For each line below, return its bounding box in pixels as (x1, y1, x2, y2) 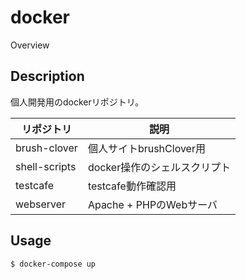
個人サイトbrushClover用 (87, 141, 206, 155)
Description (10, 68, 85, 85)
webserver (15, 197, 67, 211)
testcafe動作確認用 (87, 179, 177, 193)
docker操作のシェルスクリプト (87, 160, 232, 174)
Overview (10, 39, 50, 51)
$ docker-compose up (10, 259, 97, 269)
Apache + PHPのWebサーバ (87, 197, 218, 211)
